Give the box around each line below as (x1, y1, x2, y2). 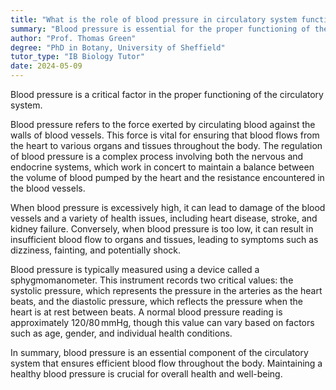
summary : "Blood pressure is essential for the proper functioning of (10, 24, 311, 34)
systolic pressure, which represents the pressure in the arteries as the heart (10, 285, 323, 296)
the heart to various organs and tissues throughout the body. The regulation (10, 140, 323, 151)
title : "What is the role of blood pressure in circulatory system (10, 14, 298, 25)
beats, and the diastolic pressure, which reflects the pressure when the (10, 296, 304, 307)
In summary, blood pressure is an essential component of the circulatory (10, 347, 309, 358)
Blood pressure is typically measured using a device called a (10, 264, 260, 275)
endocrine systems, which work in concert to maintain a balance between (10, 161, 315, 173)
